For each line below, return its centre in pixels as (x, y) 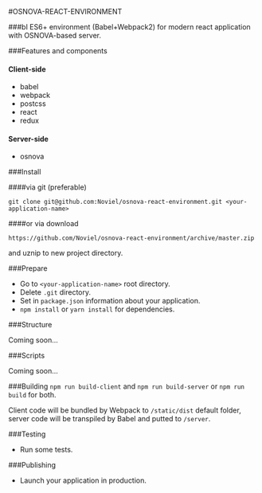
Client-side (27, 69)
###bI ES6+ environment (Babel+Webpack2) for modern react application (129, 27)
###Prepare (28, 268)
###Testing (27, 434)
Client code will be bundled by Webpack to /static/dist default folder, (125, 410)
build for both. (32, 395)
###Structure (30, 325)
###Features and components (58, 51)
